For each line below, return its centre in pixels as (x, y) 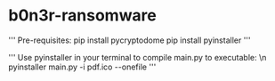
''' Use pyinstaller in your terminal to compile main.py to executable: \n (137, 57)
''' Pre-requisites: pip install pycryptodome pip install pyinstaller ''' (129, 40)
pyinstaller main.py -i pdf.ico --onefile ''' (82, 67)
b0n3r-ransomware (83, 16)
